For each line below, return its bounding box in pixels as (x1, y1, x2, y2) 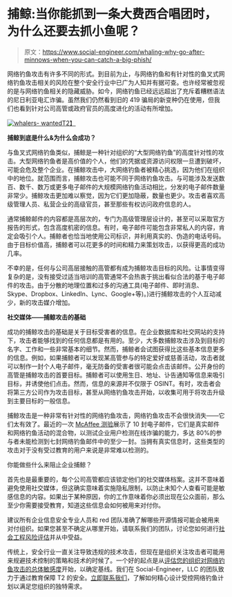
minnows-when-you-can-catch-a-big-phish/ (23, 55, 152, 63)
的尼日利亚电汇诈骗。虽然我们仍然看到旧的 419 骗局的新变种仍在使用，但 (7, 95, 215, 104)
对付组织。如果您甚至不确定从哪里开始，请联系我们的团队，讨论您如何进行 (7, 524, 219, 532)
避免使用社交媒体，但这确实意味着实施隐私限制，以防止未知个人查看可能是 (7, 484, 219, 492)
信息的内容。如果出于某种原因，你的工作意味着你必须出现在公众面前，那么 (12, 492, 225, 500)
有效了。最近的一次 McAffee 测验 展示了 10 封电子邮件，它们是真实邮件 (19, 420, 220, 428)
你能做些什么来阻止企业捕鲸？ (7, 460, 92, 469)
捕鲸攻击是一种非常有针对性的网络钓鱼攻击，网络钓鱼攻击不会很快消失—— (7, 411, 219, 420)
